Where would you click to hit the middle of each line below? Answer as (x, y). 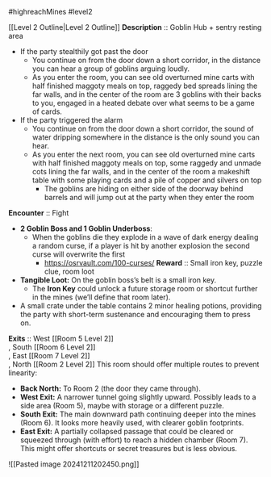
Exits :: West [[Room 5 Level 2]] (61, 339)
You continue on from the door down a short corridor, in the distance (146, 60)
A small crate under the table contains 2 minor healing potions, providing (141, 305)
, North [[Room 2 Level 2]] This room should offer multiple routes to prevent (134, 364)
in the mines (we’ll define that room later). (101, 297)
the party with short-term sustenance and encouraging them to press (135, 314)
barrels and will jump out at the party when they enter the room (149, 197)
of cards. (47, 111)
